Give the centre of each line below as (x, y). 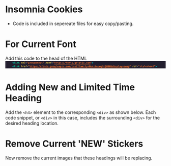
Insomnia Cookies (44, 9)
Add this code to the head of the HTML (46, 58)
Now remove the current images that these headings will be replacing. (79, 158)
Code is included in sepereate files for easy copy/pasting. (73, 23)
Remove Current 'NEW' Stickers (74, 144)
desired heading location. (32, 123)
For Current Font (41, 44)
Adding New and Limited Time (70, 87)
